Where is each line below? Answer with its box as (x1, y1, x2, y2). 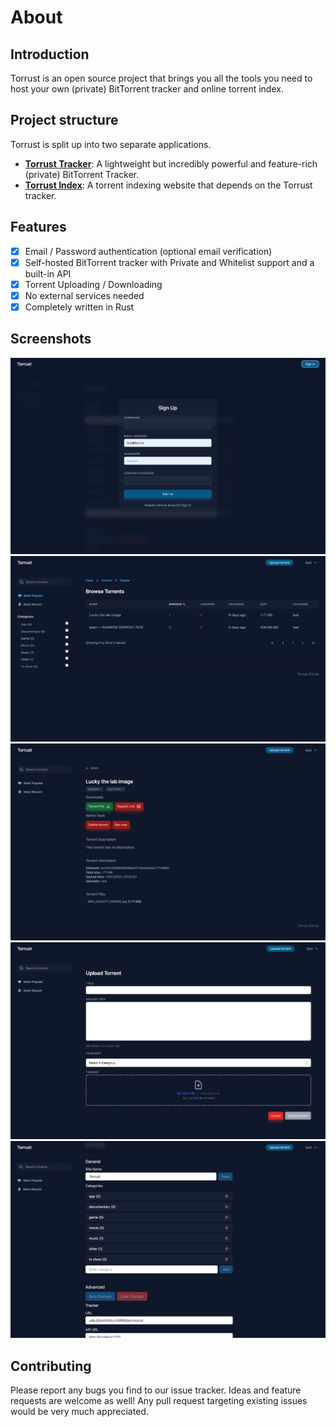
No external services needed (24, 289, 145, 301)
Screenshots (10, 331, 92, 348)
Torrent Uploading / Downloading (24, 278, 163, 290)
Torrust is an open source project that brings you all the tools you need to (10, 72, 313, 84)
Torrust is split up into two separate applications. (10, 138, 212, 150)
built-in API (24, 267, 72, 280)
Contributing (10, 1357, 92, 1375)
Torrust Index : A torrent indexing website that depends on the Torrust (24, 179, 313, 191)
